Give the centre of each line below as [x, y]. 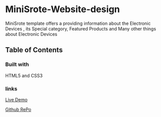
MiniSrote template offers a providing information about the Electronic [78, 23]
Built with [17, 64]
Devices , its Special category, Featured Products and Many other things [81, 28]
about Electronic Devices [31, 34]
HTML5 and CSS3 [24, 75]
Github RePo [18, 109]
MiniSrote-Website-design [63, 9]
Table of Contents [34, 50]
